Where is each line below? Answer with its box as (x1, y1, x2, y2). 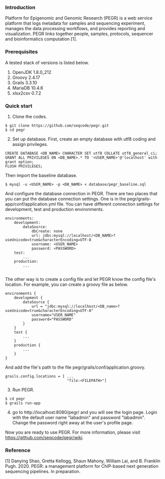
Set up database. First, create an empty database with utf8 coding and (12, 136, 156, 142)
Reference (5, 446, 31, 453)
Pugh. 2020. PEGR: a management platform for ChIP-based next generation (5, 463, 159, 469)
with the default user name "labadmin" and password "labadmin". (12, 414, 145, 420)
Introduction (5, 4, 35, 11)
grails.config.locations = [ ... (5, 374, 74, 378)
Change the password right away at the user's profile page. (12, 419, 133, 425)
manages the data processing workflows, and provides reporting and (5, 26, 145, 32)
